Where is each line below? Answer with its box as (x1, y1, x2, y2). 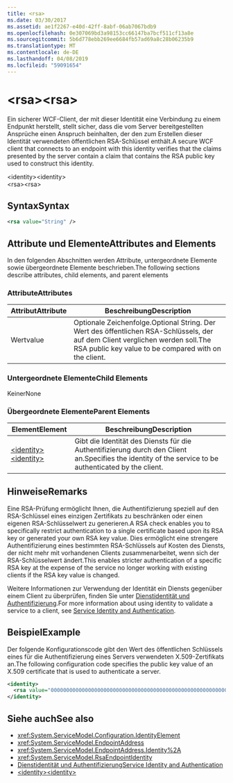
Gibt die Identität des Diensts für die (74, 436, 192, 445)
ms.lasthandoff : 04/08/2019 (7, 56, 89, 63)
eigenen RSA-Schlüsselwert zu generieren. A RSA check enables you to (7, 519, 211, 527)
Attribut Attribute (10, 306, 67, 316)
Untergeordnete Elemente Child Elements (7, 373, 148, 383)
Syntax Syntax (7, 199, 70, 212)
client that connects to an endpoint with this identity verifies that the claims (7, 144, 222, 153)
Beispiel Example (7, 627, 81, 638)
